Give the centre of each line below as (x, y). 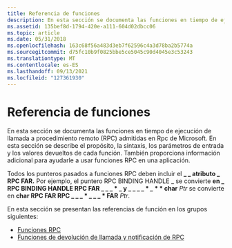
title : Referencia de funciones (54, 13)
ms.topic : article (33, 33)
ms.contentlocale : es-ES (43, 65)
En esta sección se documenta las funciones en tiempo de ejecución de (109, 131)
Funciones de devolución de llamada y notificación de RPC (101, 237)
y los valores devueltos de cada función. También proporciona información (114, 153)
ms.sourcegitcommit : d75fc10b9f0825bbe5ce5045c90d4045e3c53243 (100, 53)
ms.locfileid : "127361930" (46, 78)
